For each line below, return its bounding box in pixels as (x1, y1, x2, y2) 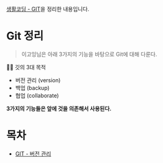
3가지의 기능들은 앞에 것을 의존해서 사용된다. (6, 105, 112, 112)
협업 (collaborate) (15, 91, 59, 99)
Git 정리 (6, 29, 44, 43)
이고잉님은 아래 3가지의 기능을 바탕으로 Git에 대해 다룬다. (21, 50, 158, 58)
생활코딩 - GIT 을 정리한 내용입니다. (6, 6, 90, 12)
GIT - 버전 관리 (15, 150, 51, 157)
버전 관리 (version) (15, 76, 61, 84)
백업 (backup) (15, 84, 50, 91)
